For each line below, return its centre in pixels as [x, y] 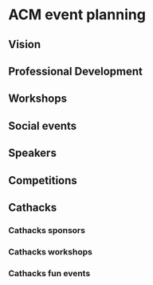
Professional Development [76, 71]
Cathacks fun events [49, 273]
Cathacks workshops [51, 251]
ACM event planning [77, 15]
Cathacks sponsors [47, 230]
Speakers [33, 153]
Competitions [43, 181]
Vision [25, 44]
